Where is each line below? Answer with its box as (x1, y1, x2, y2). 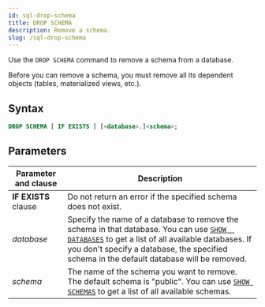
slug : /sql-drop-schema (8, 33, 87, 42)
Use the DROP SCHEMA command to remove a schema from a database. (8, 55, 234, 65)
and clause (14, 178, 58, 189)
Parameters (8, 144, 67, 158)
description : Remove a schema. (8, 26, 111, 34)
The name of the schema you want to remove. (67, 266, 238, 277)
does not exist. (67, 200, 122, 212)
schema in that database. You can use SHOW (67, 223, 227, 234)
